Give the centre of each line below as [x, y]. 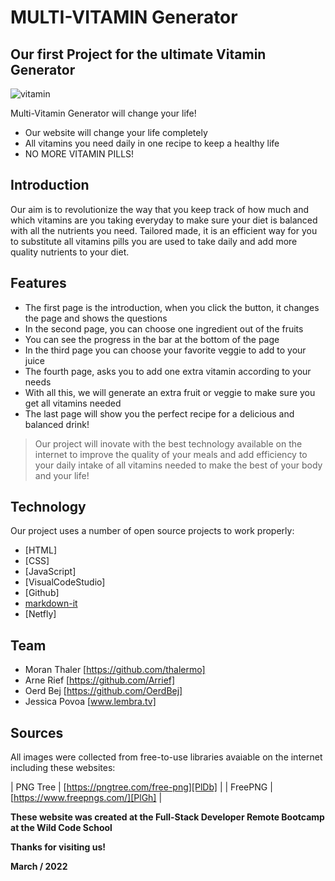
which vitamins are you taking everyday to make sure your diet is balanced [164, 220]
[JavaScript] [50, 572]
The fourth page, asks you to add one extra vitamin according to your [168, 371]
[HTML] [41, 550]
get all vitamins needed [73, 403]
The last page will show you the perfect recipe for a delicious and [159, 413]
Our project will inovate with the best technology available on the [168, 443]
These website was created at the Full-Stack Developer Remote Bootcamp [167, 817]
